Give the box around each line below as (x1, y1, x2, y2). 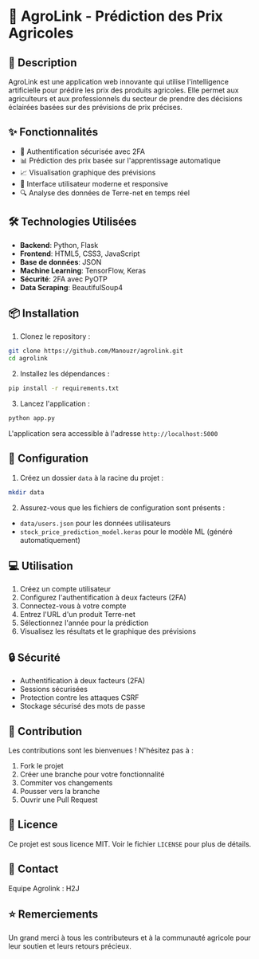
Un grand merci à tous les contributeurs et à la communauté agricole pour (8, 933, 251, 942)
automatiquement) (19, 535, 81, 544)
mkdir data (8, 488, 45, 497)
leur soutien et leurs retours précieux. (8, 941, 131, 951)
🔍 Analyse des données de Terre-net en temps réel (19, 187, 190, 198)
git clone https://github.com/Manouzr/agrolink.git (8, 347, 183, 356)
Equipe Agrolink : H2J (8, 883, 80, 893)
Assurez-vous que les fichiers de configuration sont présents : (19, 502, 226, 513)
